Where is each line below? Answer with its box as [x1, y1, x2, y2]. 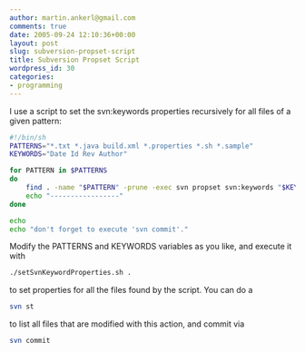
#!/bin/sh [9, 132, 47, 142]
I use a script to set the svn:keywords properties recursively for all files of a [9, 105, 291, 116]
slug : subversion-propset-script [9, 47, 136, 56]
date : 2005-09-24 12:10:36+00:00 [9, 30, 136, 39]
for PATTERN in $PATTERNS [9, 166, 107, 175]
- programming [9, 81, 64, 90]
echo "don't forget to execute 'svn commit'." [9, 224, 189, 234]
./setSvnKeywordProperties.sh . [9, 269, 132, 278]
